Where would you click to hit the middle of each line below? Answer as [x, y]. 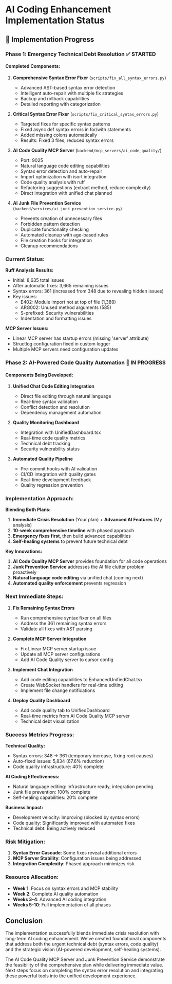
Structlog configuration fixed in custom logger [61, 344]
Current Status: [25, 259]
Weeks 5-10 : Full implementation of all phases [62, 905]
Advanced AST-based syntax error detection [68, 87]
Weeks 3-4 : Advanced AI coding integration [60, 899]
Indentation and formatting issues [56, 318]
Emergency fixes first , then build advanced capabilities [72, 536]
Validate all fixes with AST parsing [56, 629]
